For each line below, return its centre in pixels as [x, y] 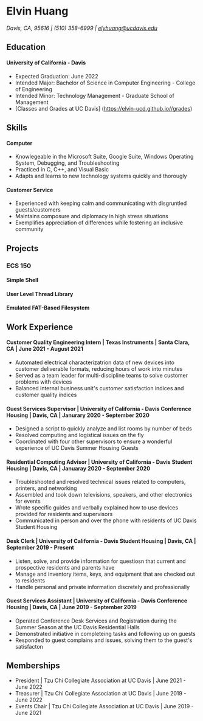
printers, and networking [46, 488]
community [29, 229]
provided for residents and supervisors [64, 514]
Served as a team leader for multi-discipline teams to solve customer [101, 376]
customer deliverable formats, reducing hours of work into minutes [99, 369]
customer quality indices [46, 395]
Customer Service [30, 190]
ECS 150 [19, 266]
